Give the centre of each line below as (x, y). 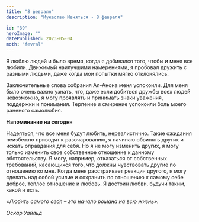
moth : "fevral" (25, 44)
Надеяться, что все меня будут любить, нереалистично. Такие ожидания (99, 133)
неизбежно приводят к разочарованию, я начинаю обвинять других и (95, 139)
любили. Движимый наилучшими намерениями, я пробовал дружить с (97, 67)
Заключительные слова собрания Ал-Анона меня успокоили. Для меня (97, 85)
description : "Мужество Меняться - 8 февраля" (65, 17)
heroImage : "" (24, 33)
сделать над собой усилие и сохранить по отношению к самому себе (95, 177)
